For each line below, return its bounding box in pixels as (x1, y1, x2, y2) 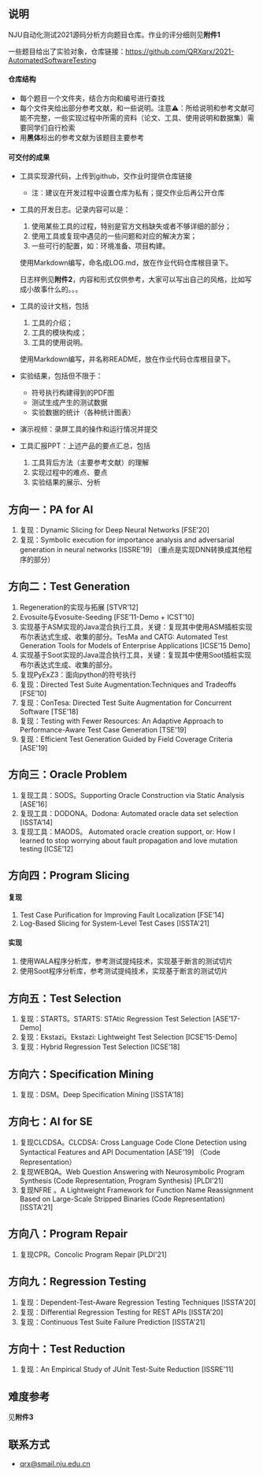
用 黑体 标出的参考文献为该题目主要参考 (19, 133, 144, 143)
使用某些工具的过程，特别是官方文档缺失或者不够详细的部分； (31, 221, 232, 231)
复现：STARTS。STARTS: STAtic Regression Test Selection (19, 1014, 211, 1024)
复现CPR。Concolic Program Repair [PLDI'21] (19, 1249, 167, 1259)
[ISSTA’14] (19, 818, 54, 827)
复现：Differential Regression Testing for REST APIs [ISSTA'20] (19, 1307, 224, 1317)
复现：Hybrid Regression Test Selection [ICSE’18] (19, 1042, 180, 1051)
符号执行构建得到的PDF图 (31, 388, 114, 398)
